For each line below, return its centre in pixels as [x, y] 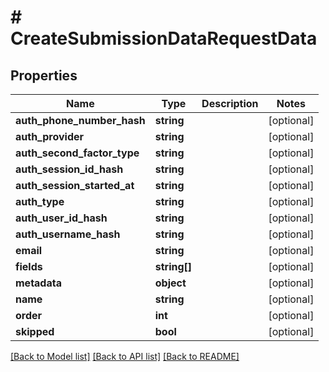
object [170, 283]
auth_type [40, 201]
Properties [44, 75]
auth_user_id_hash [61, 218]
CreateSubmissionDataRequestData [164, 38]
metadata [38, 283]
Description [230, 103]
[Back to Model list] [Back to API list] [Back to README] [125, 356]
